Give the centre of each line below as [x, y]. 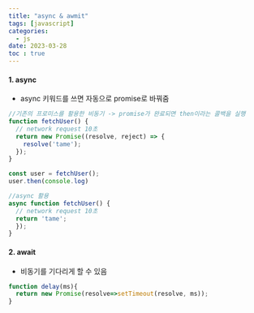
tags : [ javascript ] [41, 24]
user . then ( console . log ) [49, 182]
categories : [28, 31]
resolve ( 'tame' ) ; [52, 144]
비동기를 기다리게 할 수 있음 [64, 271]
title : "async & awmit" [49, 16]
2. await [22, 251]
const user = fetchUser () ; [54, 174]
